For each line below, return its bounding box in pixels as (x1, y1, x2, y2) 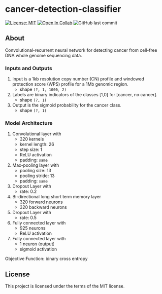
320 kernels (19, 136, 44, 142)
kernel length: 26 (19, 142, 54, 147)
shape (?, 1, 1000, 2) (19, 86, 67, 92)
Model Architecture (5, 119, 53, 126)
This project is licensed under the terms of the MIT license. (5, 283, 125, 289)
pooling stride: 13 (19, 173, 55, 179)
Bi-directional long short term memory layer (12, 194, 101, 200)
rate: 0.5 (19, 215, 37, 220)
